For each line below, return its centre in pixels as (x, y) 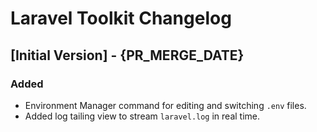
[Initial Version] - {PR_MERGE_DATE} (127, 55)
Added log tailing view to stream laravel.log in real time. (142, 116)
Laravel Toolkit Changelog (121, 18)
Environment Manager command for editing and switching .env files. (165, 105)
